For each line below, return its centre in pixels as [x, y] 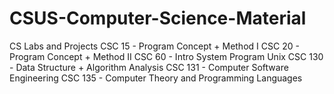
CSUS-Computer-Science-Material [158, 18]
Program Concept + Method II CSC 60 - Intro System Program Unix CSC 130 [166, 56]
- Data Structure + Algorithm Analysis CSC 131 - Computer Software [149, 67]
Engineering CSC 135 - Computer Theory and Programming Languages [156, 78]
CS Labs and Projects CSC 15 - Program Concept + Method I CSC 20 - [154, 46]
